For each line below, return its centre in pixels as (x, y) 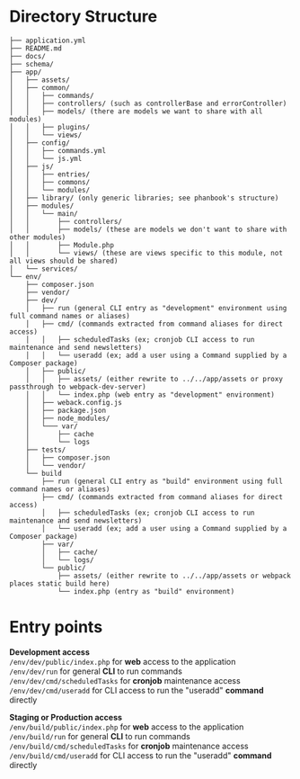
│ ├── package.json (66, 410)
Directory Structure (84, 17)
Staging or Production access (66, 717)
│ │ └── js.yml (46, 158)
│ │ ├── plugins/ (50, 127)
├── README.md (36, 48)
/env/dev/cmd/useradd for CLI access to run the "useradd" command (137, 690)
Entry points (56, 627)
